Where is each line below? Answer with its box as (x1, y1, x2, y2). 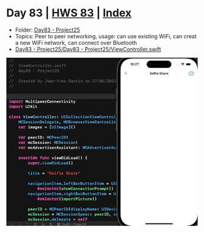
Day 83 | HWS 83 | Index (6, 6, 132, 20)
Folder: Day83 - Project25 (15, 26, 80, 33)
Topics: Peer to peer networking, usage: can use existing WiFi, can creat (15, 32, 197, 39)
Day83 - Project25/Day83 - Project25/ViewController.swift (15, 46, 161, 53)
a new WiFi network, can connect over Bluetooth (15, 39, 137, 46)
